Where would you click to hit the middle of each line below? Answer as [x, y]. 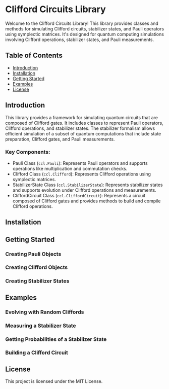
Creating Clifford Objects [37, 267]
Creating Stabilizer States [37, 281]
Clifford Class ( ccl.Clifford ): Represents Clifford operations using [82, 174]
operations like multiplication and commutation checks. [70, 168]
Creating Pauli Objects [33, 254]
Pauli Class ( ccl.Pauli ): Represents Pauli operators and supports [80, 163]
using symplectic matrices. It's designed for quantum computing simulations [84, 34]
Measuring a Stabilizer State [41, 326]
